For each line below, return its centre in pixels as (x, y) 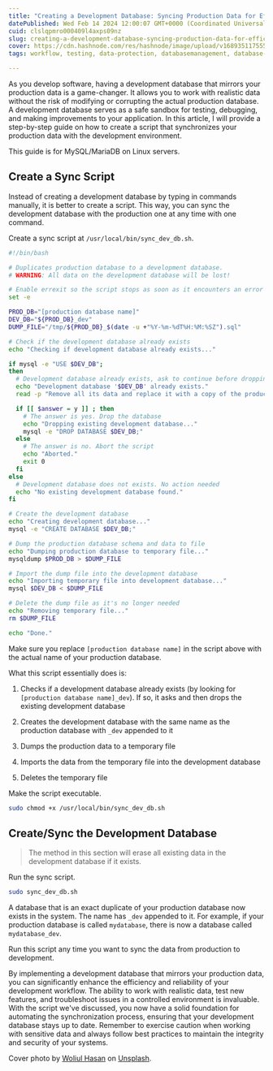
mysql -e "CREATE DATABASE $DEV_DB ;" (72, 529)
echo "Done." (30, 633)
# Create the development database (69, 514)
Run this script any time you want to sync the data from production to (124, 949)
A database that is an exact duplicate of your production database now (127, 908)
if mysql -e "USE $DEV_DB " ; (56, 364)
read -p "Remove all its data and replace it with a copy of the (129, 395)
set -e (19, 297)
